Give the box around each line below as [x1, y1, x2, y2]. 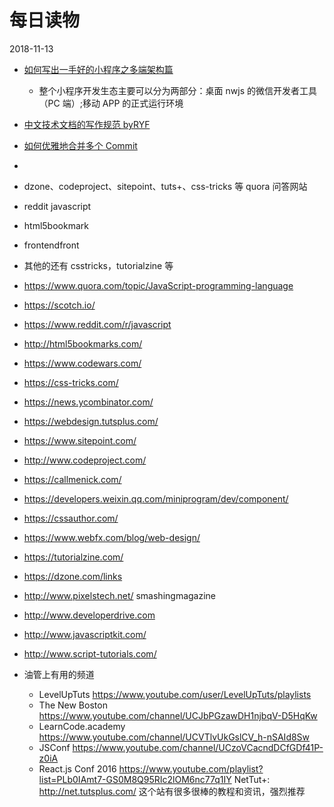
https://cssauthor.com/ [23, 512, 119, 524]
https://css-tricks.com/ [23, 376, 119, 388]
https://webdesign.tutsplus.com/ [23, 415, 159, 427]
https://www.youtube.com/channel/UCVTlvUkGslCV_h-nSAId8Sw [38, 731, 311, 743]
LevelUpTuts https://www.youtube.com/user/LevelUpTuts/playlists [38, 688, 312, 700]
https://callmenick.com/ [23, 473, 122, 485]
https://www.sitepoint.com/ [23, 434, 137, 446]
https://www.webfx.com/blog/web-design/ [23, 531, 201, 543]
